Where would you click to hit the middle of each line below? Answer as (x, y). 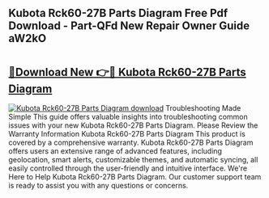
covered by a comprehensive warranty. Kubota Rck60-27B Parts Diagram (131, 142)
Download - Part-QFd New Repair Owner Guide (129, 26)
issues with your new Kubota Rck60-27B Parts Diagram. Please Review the (133, 125)
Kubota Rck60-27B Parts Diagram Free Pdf (118, 13)
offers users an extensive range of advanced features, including (115, 151)
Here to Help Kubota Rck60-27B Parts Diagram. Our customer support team (135, 177)
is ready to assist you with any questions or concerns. (98, 185)
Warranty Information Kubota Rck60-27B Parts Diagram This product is (127, 134)
